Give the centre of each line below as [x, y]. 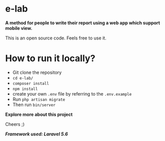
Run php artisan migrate [39, 99]
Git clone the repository [37, 72]
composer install [31, 83]
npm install [25, 89]
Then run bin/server [34, 105]
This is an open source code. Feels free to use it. [56, 38]
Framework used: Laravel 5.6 [37, 134]
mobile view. [19, 28]
